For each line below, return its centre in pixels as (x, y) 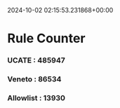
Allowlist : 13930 (36, 97)
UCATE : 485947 (36, 60)
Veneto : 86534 (34, 79)
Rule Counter (46, 39)
